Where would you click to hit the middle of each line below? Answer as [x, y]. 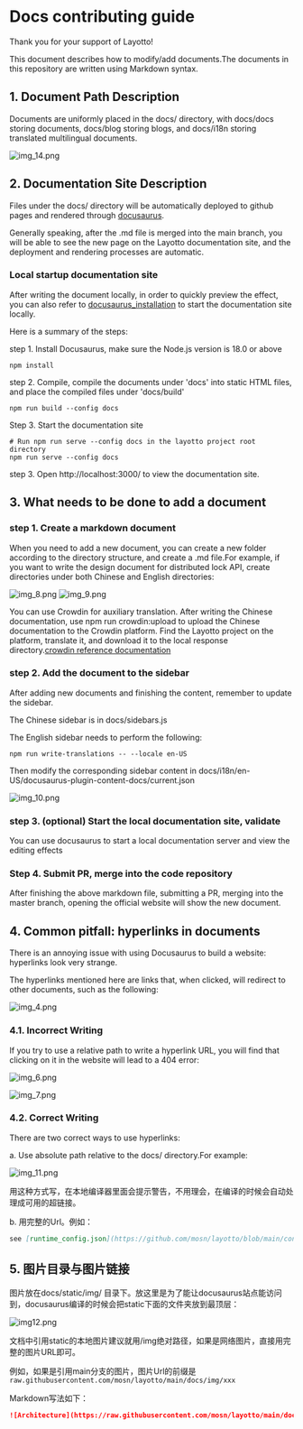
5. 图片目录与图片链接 [69, 1269]
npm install [32, 365]
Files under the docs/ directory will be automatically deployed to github [142, 206]
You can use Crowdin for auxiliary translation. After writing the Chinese [141, 612]
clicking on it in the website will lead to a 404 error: [105, 1060]
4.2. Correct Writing [54, 1118]
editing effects [36, 851]
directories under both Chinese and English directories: [112, 576]
